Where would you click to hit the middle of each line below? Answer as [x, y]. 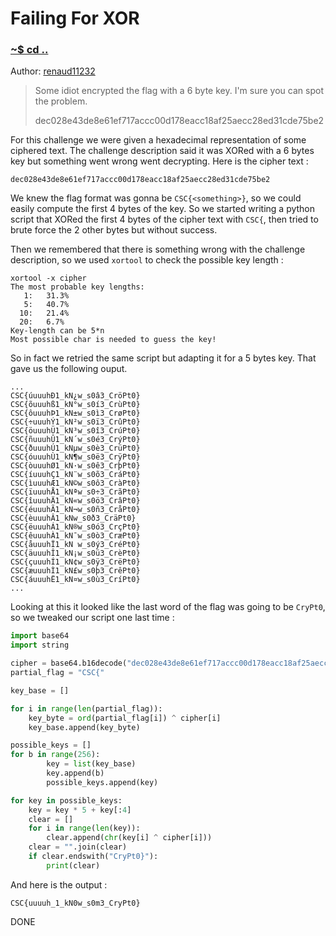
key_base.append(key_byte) [84, 727]
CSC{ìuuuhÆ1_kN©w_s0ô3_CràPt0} [75, 483]
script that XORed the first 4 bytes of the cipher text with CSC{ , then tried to [164, 219]
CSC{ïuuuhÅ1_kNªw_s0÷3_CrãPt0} [75, 492]
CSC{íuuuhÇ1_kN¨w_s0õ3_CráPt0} [75, 475]
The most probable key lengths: [77, 287]
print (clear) [73, 865]
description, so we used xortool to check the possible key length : [147, 260]
